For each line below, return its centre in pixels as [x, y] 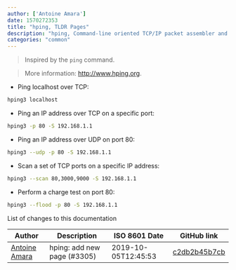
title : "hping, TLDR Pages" [48, 27]
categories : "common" [39, 40]
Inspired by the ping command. [70, 60]
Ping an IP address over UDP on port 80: [76, 139]
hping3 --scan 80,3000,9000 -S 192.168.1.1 [72, 178]
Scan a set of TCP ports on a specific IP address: [88, 166]
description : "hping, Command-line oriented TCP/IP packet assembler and [118, 33]
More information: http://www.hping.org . [83, 74]
